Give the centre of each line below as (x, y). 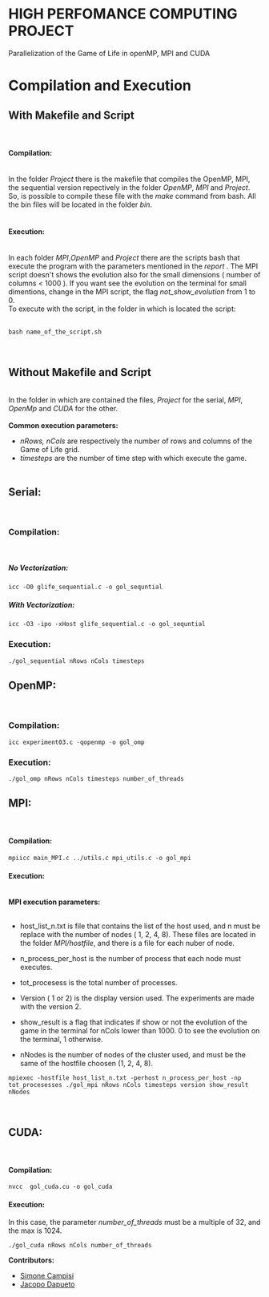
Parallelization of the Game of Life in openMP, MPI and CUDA (109, 53)
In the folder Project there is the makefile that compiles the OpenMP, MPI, (129, 179)
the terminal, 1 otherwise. (61, 1040)
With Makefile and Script (71, 115)
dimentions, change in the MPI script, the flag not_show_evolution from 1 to (132, 292)
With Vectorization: (42, 604)
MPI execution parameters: (54, 902)
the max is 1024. (35, 1230)
